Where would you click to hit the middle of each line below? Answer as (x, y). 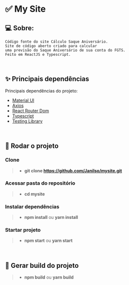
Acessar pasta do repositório (40, 183)
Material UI (23, 100)
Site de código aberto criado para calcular (51, 46)
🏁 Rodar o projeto (32, 146)
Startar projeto (23, 230)
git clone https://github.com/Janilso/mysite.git (73, 170)
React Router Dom (31, 111)
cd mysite (34, 194)
